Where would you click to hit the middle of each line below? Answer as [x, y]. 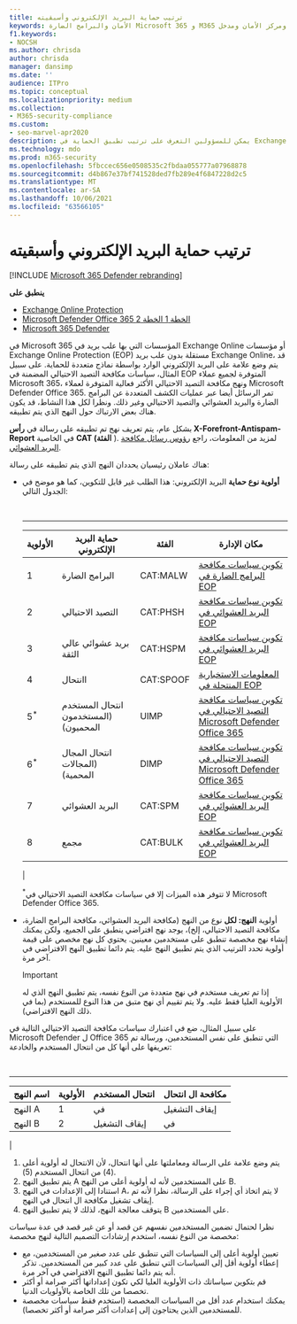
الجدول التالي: [45, 491]
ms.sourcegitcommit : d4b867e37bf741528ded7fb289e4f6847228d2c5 [128, 174]
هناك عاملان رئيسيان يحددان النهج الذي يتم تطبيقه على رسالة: [109, 464]
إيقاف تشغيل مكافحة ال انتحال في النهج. [88, 1200]
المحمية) [78, 774]
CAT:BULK [162, 842]
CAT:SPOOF [165, 679]
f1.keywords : [33, 34]
